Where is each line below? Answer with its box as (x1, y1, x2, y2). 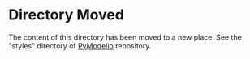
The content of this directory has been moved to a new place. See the (8, 32, 242, 42)
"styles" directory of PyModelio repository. (8, 40, 152, 50)
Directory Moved (8, 6, 124, 24)
